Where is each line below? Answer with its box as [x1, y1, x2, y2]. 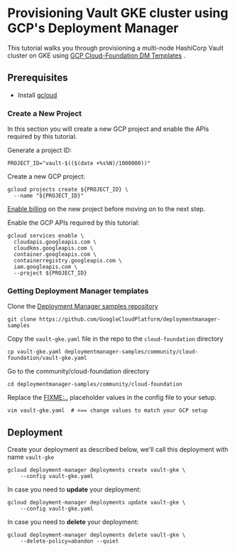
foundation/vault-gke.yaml [7, 354, 87, 362]
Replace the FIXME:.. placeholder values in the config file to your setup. [7, 393, 217, 402]
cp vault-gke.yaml [7, 349, 62, 356]
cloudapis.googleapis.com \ [13, 238, 97, 246]
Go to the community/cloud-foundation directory [7, 367, 150, 376]
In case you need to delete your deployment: [7, 518, 139, 526]
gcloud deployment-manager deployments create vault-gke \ [7, 467, 186, 474]
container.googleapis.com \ [13, 251, 97, 258]
